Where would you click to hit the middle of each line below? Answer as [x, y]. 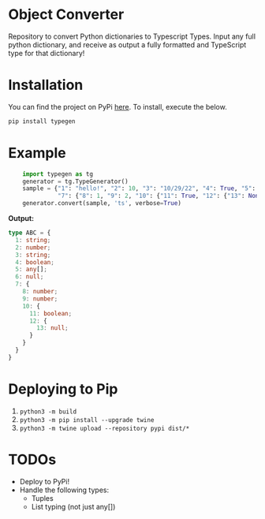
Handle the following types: [64, 490]
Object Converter [66, 15]
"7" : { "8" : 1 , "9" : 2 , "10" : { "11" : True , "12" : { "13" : [151, 196]
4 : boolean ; [35, 262]
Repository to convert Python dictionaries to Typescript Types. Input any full [132, 36]
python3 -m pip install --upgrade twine [87, 420]
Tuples [42, 498]
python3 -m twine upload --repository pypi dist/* [105, 428]
